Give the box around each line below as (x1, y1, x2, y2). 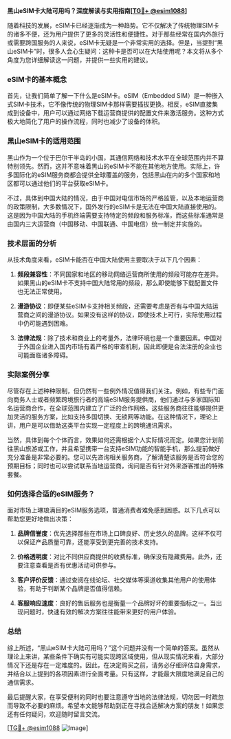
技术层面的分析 (7, 238, 57, 248)
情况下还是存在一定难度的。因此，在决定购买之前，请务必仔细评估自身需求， (7, 660, 224, 669)
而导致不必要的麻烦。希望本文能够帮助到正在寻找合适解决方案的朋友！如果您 (7, 701, 224, 709)
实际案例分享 (7, 370, 50, 379)
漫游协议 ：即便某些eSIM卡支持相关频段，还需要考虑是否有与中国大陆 (16, 302, 213, 310)
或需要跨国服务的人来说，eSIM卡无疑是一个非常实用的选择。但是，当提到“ (7, 39, 217, 47)
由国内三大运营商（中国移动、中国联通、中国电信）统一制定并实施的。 (7, 220, 206, 228)
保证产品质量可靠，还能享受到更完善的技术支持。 (23, 538, 162, 546)
